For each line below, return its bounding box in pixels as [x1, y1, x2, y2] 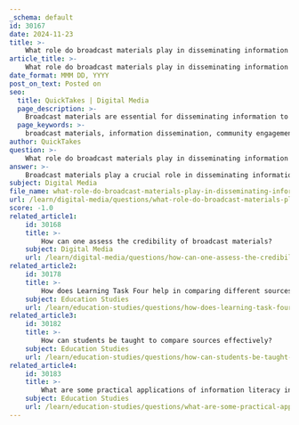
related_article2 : [9, 262, 77, 271]
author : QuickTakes [9, 137, 82, 146]
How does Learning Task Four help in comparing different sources [41, 286, 293, 295]
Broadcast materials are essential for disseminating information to [25, 112, 289, 121]
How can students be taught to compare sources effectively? [41, 336, 273, 345]
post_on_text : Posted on [9, 79, 101, 88]
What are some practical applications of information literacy [41, 386, 280, 395]
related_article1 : [9, 211, 77, 221]
